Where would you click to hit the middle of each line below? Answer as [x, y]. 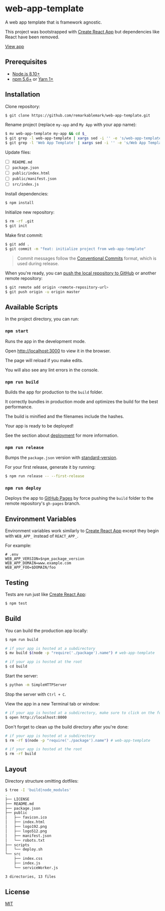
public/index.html [31, 173]
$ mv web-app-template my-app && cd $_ [46, 134]
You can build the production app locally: [47, 631]
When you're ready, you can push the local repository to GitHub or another [81, 273]
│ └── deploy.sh [24, 850]
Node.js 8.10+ [26, 74]
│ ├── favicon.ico [26, 818]
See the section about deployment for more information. [62, 435]
